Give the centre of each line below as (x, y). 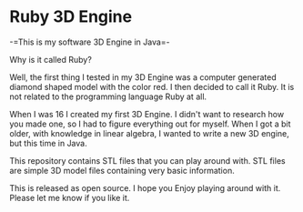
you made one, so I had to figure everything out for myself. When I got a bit (150, 124)
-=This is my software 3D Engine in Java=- (90, 42)
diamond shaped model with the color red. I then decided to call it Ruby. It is (152, 86)
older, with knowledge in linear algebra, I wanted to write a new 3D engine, (149, 133)
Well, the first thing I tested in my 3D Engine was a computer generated (143, 77)
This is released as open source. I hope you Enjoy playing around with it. (145, 187)
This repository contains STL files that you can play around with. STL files (147, 160)
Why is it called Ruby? (51, 59)
